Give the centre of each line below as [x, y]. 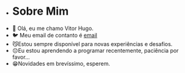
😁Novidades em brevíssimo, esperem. [61, 63]
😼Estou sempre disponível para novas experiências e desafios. [92, 44]
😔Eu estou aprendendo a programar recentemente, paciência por [95, 50]
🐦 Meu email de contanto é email [55, 35]
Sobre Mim [40, 11]
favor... [21, 57]
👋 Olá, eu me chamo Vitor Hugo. [53, 28]
